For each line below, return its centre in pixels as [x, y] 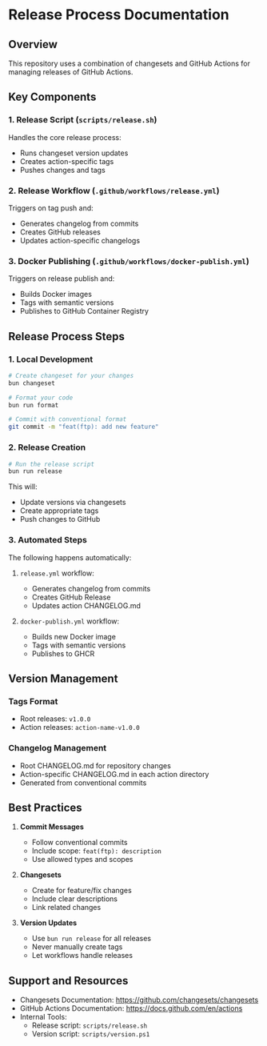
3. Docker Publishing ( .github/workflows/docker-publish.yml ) [129, 261]
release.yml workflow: [57, 573]
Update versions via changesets [73, 503]
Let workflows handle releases [82, 956]
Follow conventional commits [80, 843]
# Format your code [41, 398]
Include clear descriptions [75, 899]
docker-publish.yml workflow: [70, 621]
